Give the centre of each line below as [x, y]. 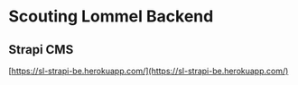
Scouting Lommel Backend [111, 17]
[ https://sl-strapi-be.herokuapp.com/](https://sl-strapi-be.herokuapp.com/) [149, 71]
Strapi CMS [41, 50]
